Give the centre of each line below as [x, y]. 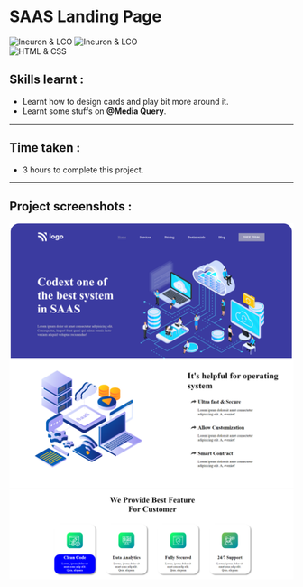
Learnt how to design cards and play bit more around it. [125, 101]
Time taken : [45, 148]
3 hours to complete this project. [83, 170]
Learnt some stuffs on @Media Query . [94, 111]
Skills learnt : [46, 80]
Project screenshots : [71, 206]
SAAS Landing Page [86, 17]
